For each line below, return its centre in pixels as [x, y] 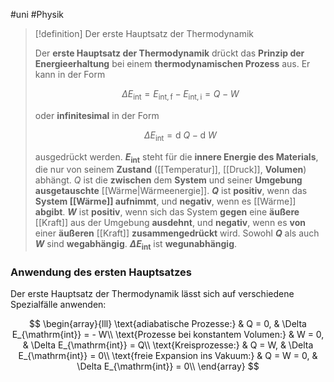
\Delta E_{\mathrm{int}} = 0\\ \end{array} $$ [168, 366]
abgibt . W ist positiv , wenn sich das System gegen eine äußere [167, 212]
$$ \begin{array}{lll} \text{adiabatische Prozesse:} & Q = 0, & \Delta [168, 324]
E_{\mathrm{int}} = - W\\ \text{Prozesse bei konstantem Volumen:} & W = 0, [168, 335]
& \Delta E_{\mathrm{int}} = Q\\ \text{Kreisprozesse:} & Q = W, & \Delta [168, 345]
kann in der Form [70, 74]
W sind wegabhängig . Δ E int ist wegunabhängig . [136, 245]
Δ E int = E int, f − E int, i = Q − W [180, 95]
